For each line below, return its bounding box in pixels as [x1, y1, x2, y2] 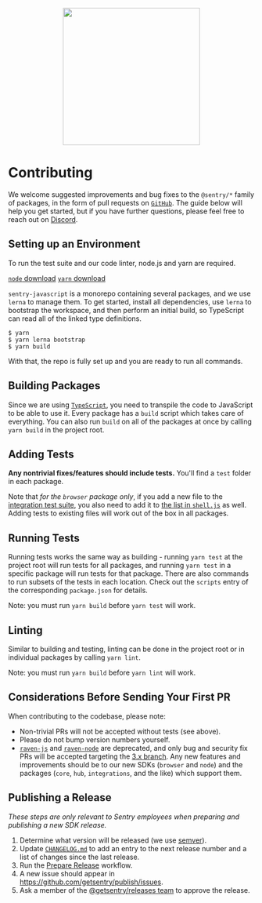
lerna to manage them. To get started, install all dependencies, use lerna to [8, 297, 252, 306]
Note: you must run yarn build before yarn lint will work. [8, 668, 196, 677]
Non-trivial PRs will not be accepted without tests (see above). [19, 726, 221, 736]
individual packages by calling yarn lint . [8, 653, 141, 662]
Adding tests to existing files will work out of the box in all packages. [8, 508, 229, 518]
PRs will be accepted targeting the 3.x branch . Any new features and [19, 752, 241, 761]
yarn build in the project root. [8, 424, 105, 435]
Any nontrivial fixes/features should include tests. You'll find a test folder [8, 468, 252, 478]
